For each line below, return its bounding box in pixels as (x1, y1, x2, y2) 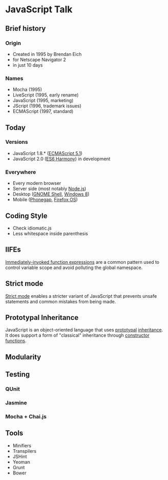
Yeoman (12, 458, 31, 465)
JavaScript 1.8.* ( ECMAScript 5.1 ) (12, 150, 83, 156)
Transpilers (12, 448, 37, 454)
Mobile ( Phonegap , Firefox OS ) (12, 197, 78, 203)
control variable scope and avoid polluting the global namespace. (5, 264, 143, 271)
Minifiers (12, 443, 32, 449)
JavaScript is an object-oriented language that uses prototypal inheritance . (5, 327, 163, 333)
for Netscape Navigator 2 (12, 56, 66, 63)
